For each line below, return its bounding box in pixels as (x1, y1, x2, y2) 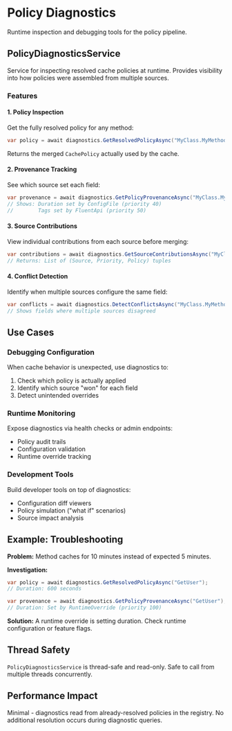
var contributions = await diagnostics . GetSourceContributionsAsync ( (7, 251, 212, 258)
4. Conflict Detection (7, 272, 68, 281)
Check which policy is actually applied (17, 376, 126, 385)
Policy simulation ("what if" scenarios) (17, 506, 126, 514)
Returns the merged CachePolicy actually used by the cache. (7, 149, 180, 157)
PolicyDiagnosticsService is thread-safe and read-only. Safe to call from (7, 662, 215, 671)
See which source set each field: (7, 180, 100, 188)
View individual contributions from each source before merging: (7, 237, 188, 245)
